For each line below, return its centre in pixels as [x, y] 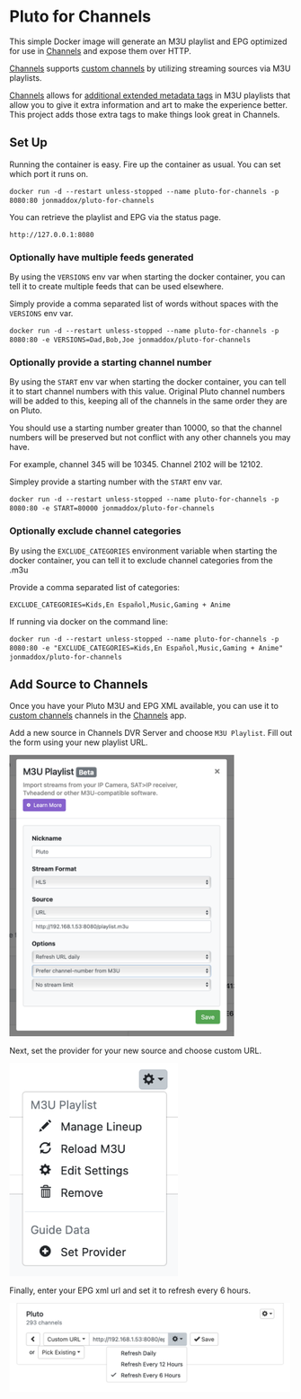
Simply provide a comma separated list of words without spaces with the [144, 304]
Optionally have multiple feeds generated [102, 257]
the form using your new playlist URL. [79, 742]
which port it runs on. [49, 173]
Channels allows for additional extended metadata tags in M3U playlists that [150, 95]
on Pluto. [26, 411]
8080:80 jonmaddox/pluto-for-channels [82, 200]
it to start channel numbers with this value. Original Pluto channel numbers [147, 392]
